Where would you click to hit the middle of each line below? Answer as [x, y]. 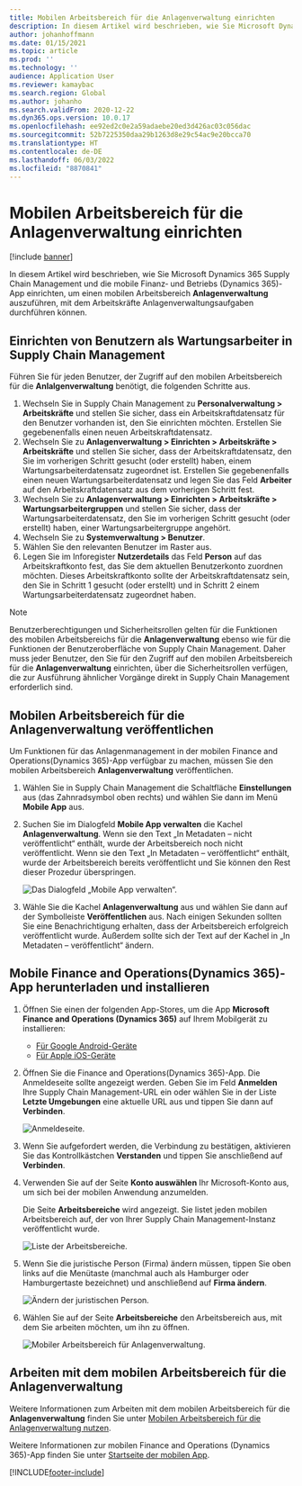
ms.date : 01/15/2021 [48, 43]
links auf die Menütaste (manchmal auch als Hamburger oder [135, 1273]
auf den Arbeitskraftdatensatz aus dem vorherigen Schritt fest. [138, 490]
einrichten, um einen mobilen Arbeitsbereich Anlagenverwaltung [147, 293]
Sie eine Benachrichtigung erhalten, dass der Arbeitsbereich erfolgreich [155, 926]
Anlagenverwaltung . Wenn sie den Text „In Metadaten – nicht [137, 833]
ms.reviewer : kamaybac [52, 85]
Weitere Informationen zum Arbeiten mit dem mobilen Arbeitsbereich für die [150, 1409]
